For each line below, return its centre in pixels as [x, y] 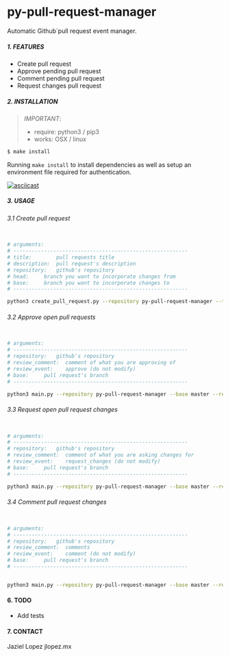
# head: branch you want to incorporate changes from [91, 276]
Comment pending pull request [61, 78]
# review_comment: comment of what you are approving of [91, 363]
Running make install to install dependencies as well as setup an [99, 164]
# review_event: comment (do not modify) [72, 554]
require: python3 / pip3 [66, 131]
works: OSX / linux [60, 139]
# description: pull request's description [72, 263]
